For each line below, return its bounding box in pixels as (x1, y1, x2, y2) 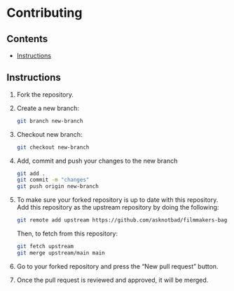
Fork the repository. (16, 90, 74, 99)
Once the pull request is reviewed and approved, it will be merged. (16, 276, 209, 284)
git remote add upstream (16, 217, 90, 224)
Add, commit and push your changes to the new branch (16, 156, 178, 165)
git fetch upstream (16, 243, 74, 250)
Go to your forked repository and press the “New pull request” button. (16, 262, 219, 271)
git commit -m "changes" (16, 177, 90, 184)
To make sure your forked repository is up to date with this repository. (16, 196, 219, 204)
